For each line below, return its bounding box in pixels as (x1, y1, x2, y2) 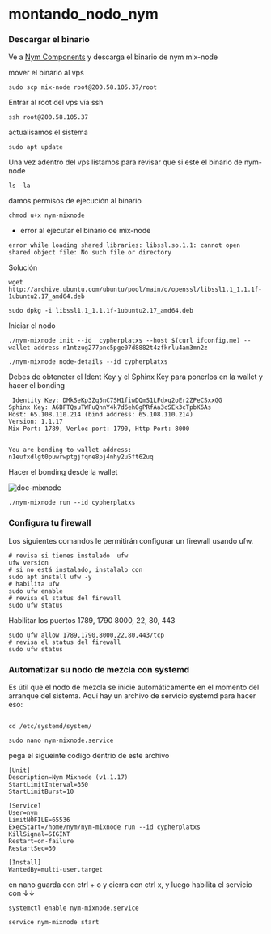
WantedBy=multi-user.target (8, 866, 104, 874)
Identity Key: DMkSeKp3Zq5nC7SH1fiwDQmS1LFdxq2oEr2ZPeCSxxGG (11, 396, 222, 405)
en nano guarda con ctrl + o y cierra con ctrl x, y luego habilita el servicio (8, 880, 252, 889)
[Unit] (8, 766, 31, 774)
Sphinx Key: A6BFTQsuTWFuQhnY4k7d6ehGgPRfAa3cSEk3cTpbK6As (8, 403, 212, 412)
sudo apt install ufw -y (8, 573, 92, 581)
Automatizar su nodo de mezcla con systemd (8, 663, 190, 675)
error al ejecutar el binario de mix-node (19, 226, 151, 236)
